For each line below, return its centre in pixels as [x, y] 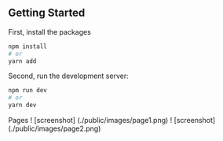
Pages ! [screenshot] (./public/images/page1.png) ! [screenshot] [112, 121]
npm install [27, 46]
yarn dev [22, 106]
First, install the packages [50, 32]
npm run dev [27, 91]
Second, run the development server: [68, 76]
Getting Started [47, 13]
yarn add [22, 61]
